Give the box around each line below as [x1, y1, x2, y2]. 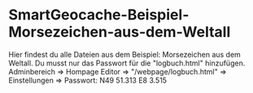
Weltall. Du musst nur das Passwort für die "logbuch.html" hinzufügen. [8, 58, 246, 68]
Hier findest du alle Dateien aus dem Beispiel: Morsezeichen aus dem [8, 49, 242, 59]
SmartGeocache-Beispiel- [8, 6, 190, 24]
